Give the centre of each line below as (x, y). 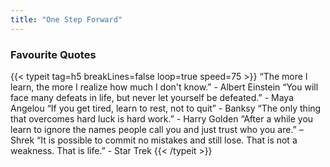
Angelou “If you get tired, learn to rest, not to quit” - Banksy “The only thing (166, 108)
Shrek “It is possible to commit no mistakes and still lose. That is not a (154, 140)
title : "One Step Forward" (66, 19)
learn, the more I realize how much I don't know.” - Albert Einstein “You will (164, 87)
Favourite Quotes (53, 54)
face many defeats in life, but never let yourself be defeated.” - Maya (152, 97)
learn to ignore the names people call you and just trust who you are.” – (157, 129)
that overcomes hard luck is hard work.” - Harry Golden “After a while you (162, 118)
